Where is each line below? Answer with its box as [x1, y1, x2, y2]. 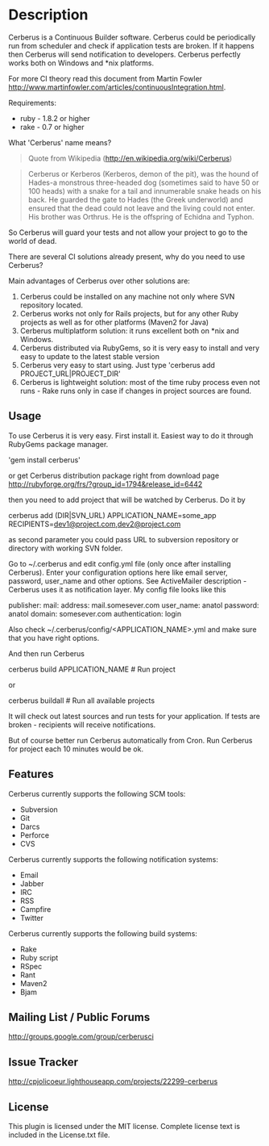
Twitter [19, 913, 44, 922]
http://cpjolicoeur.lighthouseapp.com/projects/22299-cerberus [8, 1077, 218, 1086]
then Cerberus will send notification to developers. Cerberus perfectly [8, 49, 242, 59]
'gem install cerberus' [8, 454, 81, 465]
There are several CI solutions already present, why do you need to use [8, 252, 246, 261]
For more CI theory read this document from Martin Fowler [8, 73, 203, 83]
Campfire [19, 904, 52, 914]
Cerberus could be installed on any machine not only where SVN [19, 291, 235, 301]
